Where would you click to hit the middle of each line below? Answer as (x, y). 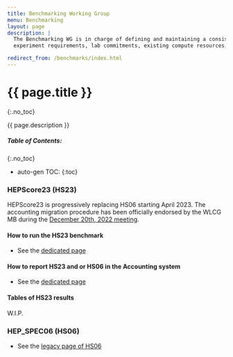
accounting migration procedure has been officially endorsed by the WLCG (114, 212)
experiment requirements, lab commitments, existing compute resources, (121, 46)
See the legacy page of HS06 (59, 346)
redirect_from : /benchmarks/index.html (65, 58)
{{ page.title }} (50, 92)
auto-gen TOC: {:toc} (48, 172)
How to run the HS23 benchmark (55, 235)
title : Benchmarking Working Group (59, 13)
